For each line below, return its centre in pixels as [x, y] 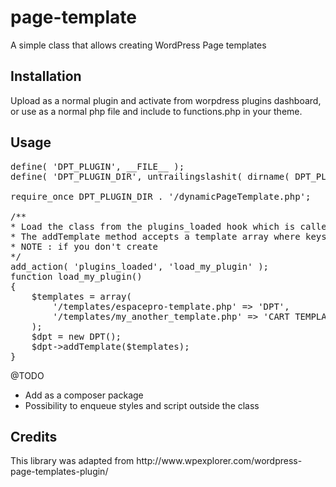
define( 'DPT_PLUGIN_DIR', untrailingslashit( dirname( [150, 176]
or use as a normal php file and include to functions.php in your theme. [156, 111]
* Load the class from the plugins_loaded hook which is [153, 226]
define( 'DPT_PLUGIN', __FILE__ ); [97, 166]
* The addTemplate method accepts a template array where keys [168, 236]
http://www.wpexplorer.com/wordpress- [219, 461]
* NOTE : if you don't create [84, 246]
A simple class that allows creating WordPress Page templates [138, 45]
